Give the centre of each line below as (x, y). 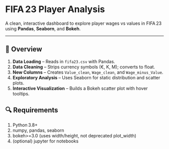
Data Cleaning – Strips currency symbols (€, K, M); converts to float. (84, 67)
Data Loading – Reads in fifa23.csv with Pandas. (64, 61)
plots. (18, 83)
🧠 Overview (24, 49)
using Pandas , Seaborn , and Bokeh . (43, 28)
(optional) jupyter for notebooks (46, 141)
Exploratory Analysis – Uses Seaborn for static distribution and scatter (86, 77)
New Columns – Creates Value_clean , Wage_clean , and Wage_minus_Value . (88, 72)
